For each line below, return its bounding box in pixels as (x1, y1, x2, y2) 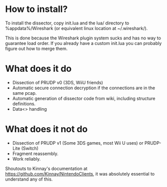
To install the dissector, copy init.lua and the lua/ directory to (5, 20, 130, 26)
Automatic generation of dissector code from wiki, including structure (12, 95, 156, 101)
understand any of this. (5, 176, 53, 182)
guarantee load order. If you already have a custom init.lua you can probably (5, 40, 162, 46)
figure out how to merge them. (5, 45, 68, 51)
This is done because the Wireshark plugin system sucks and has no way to (5, 35, 161, 41)
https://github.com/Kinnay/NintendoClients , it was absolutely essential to (5, 171, 155, 177)
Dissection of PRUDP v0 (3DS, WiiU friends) (12, 79, 103, 85)
